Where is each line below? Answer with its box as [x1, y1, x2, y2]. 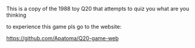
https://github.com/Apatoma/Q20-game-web [6, 35, 119, 41]
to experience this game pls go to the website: [6, 23, 122, 30]
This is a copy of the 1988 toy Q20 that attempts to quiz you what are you [6, 5, 190, 12]
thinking [6, 11, 27, 19]
